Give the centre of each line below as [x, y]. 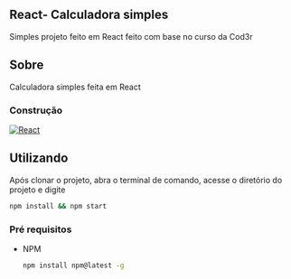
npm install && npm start [58, 206]
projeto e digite [38, 190]
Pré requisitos [41, 229]
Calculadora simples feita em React [75, 87]
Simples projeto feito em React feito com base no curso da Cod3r [131, 36]
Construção [36, 110]
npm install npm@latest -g [73, 265]
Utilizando [39, 158]
